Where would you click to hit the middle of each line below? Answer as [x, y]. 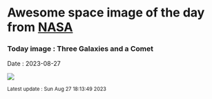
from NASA [40, 27]
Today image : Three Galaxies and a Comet [80, 49]
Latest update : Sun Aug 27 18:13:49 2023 [57, 89]
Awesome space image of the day [106, 13]
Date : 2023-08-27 [34, 64]
